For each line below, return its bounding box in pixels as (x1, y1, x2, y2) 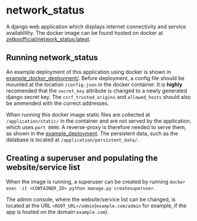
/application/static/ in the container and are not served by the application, (6, 117, 192, 124)
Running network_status (6, 52, 98, 62)
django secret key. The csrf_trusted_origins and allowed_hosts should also (6, 93, 191, 100)
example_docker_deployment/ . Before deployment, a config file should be (6, 74, 185, 81)
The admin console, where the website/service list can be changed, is (6, 196, 176, 203)
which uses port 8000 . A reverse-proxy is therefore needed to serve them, (6, 123, 186, 130)
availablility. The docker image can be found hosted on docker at (6, 29, 163, 36)
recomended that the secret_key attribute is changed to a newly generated (6, 87, 187, 94)
